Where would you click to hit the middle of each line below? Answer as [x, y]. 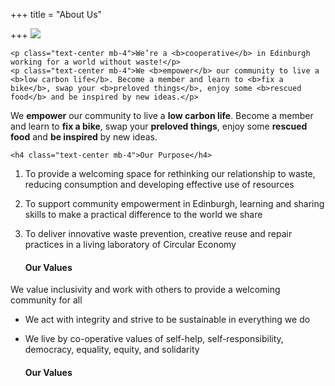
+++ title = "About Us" [56, 14]
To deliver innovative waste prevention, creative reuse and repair [158, 233]
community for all [46, 300]
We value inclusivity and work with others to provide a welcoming [145, 290]
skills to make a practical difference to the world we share [143, 214]
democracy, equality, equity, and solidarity [112, 350]
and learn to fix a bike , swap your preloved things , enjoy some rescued [159, 126]
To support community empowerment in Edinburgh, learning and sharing [174, 203]
